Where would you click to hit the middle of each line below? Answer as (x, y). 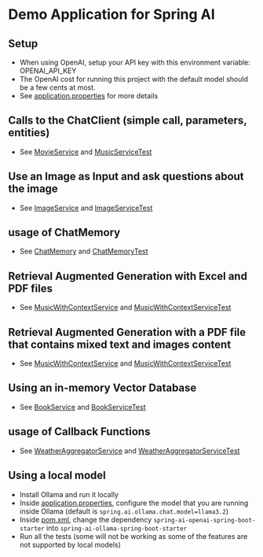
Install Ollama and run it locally (69, 494)
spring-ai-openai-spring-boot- (205, 520)
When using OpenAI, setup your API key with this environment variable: (135, 62)
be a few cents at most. (57, 87)
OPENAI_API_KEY (48, 71)
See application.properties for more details (89, 96)
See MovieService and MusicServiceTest (86, 152)
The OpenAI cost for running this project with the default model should (134, 79)
